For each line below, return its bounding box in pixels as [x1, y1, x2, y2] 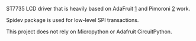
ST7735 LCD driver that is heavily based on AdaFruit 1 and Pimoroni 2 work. [6, 5, 191, 12]
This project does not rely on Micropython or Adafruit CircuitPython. [6, 28, 172, 35]
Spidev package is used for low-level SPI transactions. [6, 17, 139, 23]
